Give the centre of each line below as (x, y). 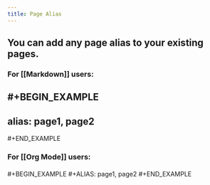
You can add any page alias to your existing (106, 43)
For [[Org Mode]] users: (49, 157)
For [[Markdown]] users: (51, 74)
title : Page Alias (35, 14)
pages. (23, 54)
